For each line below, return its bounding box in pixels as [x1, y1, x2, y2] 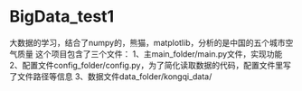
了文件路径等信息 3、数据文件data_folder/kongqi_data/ [9, 70, 212, 82]
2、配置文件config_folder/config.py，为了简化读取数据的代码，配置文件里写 [9, 59, 291, 70]
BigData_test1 [9, 6, 115, 27]
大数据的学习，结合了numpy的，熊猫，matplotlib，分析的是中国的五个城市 [9, 37, 286, 48]
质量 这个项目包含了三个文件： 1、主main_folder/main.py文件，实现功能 [16, 48, 283, 59]
